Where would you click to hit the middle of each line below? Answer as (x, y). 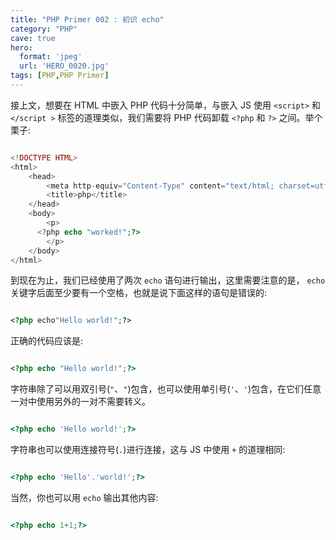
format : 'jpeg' (51, 57)
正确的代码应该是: (47, 341)
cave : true (33, 38)
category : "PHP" (44, 29)
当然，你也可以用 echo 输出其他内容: (84, 497)
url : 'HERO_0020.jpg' (64, 66)
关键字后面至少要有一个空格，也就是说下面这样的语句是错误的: (139, 293)
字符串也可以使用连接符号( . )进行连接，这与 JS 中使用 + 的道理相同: (148, 449)
